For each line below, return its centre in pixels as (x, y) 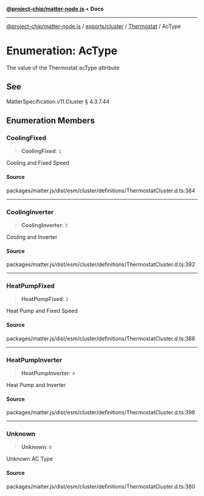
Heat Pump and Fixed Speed (42, 311)
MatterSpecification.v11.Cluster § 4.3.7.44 (58, 101)
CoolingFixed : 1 (41, 151)
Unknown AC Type (30, 459)
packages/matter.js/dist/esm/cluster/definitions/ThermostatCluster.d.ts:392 (101, 265)
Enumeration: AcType (62, 51)
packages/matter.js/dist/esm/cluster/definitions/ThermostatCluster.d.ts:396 (101, 413)
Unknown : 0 (36, 447)
